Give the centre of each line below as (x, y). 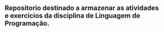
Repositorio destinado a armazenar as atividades (82, 8)
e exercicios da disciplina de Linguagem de (73, 16)
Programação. (27, 23)
